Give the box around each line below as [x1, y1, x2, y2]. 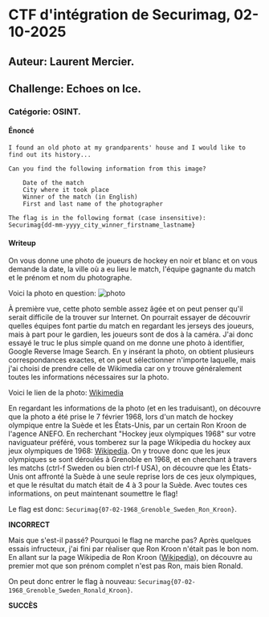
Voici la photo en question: [8, 288, 96, 298]
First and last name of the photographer [22, 200, 163, 208]
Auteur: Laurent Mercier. [8, 55, 135, 68]
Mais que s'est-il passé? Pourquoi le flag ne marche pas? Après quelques [8, 536, 251, 545]
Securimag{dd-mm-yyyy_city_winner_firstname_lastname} [8, 221, 196, 230]
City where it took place [22, 186, 110, 194]
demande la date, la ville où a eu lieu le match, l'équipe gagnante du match [8, 264, 255, 274]
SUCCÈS [8, 601, 38, 611]
